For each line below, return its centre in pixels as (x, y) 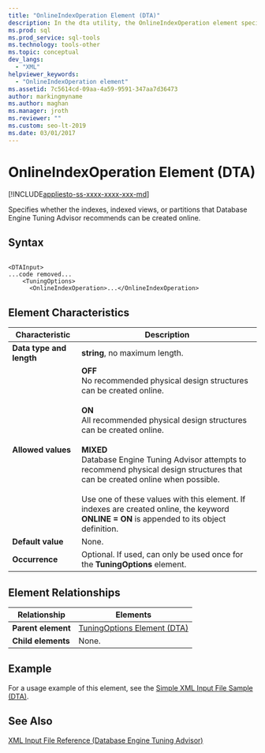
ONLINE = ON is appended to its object (154, 519)
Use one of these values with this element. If (164, 499)
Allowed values (42, 450)
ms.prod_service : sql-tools (54, 38)
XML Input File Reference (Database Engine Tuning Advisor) (106, 740)
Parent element (41, 628)
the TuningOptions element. (134, 564)
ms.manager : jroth (38, 111)
